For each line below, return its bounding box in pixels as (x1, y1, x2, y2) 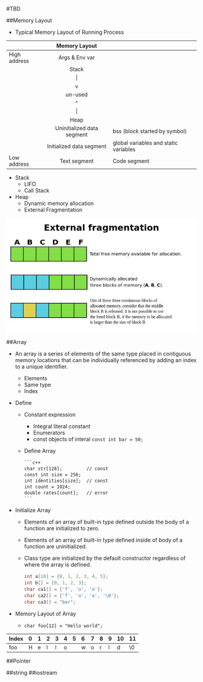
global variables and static (112, 139, 178, 146)
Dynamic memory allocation (24, 200, 94, 207)
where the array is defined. (24, 561, 92, 568)
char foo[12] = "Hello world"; (24, 623, 103, 629)
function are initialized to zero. (24, 525, 100, 532)
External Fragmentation (24, 206, 83, 213)
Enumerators (33, 429, 65, 437)
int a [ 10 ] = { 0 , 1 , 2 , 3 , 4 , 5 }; (24, 574, 109, 580)
